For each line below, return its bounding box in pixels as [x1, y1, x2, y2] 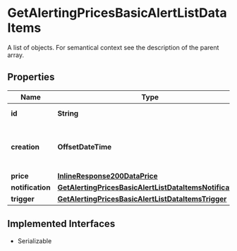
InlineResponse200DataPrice [57, 171, 158, 180]
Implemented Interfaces [7, 218, 116, 230]
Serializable [17, 236, 52, 245]
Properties [7, 71, 55, 83]
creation [11, 142, 40, 152]
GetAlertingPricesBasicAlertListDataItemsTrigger [57, 194, 227, 204]
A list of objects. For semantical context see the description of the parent [7, 43, 219, 51]
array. [7, 51, 25, 59]
